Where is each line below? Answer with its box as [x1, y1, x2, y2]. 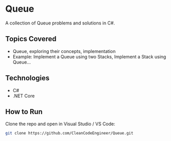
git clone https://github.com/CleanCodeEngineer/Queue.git [5, 131, 134, 136]
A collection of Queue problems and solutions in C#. [5, 20, 115, 26]
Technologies [5, 74, 50, 82]
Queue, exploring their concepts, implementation [12, 48, 116, 54]
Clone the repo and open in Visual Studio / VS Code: [5, 121, 116, 127]
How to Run [5, 107, 43, 116]
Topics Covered [5, 35, 57, 43]
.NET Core [12, 93, 35, 99]
